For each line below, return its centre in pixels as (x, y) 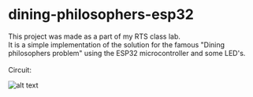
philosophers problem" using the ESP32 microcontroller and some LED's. (127, 53)
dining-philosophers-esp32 (101, 15)
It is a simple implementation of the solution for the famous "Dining (117, 44)
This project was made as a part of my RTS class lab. (95, 36)
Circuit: (20, 69)
